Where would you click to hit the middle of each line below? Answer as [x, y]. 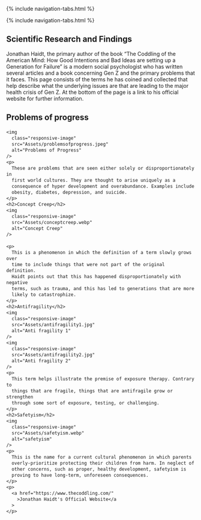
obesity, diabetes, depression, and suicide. [70, 192]
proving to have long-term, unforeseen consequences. [80, 475]
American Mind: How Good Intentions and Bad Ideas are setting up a [91, 60]
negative [17, 282]
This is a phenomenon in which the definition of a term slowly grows [102, 252]
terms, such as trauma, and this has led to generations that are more [103, 288]
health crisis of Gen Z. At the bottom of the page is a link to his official [92, 92]
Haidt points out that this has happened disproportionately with [96, 276]
